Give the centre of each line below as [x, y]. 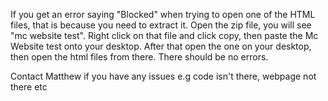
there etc [29, 87]
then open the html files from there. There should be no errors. [139, 57]
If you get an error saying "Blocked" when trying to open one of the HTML [163, 14]
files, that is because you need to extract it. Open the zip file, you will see [161, 25]
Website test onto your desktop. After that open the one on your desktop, [161, 46]
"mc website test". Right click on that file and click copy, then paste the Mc [164, 35]
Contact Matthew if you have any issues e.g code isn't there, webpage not [163, 76]
